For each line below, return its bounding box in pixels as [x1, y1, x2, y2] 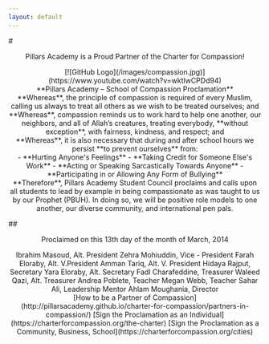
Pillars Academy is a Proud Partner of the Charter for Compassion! [25, 51, 245, 61]
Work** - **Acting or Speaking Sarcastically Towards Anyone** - [26, 160, 244, 170]
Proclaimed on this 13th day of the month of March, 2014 [41, 234, 229, 244]
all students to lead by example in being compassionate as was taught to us [10, 186, 260, 196]
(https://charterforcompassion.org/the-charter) [10, 318, 167, 328]
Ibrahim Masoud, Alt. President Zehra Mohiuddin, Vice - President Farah [15, 249, 255, 260]
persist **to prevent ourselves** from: [71, 144, 198, 153]
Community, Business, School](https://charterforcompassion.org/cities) [16, 326, 254, 336]
